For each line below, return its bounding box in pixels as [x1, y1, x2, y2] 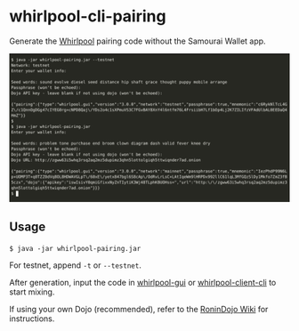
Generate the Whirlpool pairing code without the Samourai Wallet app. [9, 36, 266, 46]
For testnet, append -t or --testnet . [9, 260, 142, 270]
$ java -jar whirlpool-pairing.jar [9, 244, 141, 253]
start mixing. [9, 287, 55, 297]
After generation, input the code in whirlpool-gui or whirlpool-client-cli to [9, 277, 277, 287]
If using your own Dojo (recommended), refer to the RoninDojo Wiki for [9, 303, 269, 314]
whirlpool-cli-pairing [9, 6, 166, 27]
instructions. [9, 313, 55, 324]
